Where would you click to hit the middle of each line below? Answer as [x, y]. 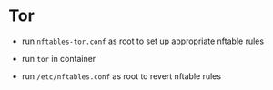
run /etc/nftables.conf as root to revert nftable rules [121, 76]
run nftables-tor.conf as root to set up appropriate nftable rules [143, 41]
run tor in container [59, 58]
